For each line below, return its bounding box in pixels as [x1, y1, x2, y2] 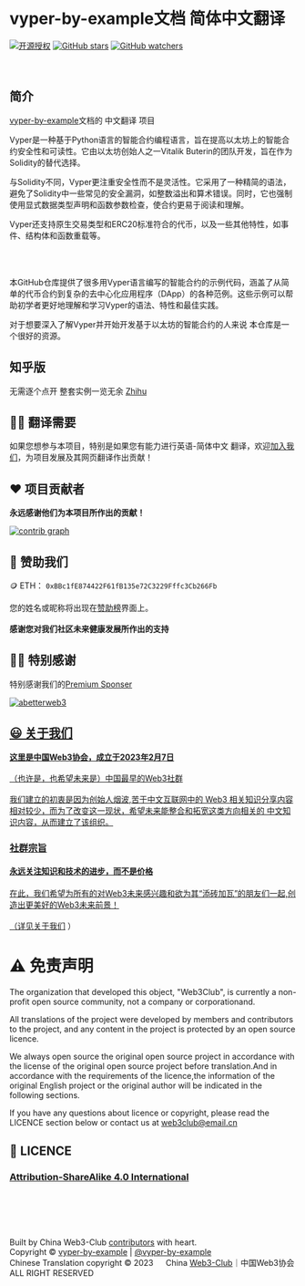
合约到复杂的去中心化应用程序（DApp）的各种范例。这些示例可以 [40, 288, 286, 299]
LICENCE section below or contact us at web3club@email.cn [9, 1116, 239, 1127]
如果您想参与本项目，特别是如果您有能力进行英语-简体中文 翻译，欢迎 [9, 441, 271, 451]
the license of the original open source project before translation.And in [9, 1060, 278, 1072]
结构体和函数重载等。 [25, 230, 106, 241]
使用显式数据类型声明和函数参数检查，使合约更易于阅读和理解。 [9, 199, 249, 210]
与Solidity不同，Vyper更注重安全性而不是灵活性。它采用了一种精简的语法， [9, 176, 291, 187]
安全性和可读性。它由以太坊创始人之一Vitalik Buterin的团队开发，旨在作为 [16, 145, 293, 156]
